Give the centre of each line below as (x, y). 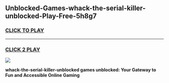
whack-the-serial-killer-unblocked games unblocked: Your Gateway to (81, 69)
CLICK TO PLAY (25, 31)
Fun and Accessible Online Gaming (43, 75)
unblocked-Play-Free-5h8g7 (51, 16)
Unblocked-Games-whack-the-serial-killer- (75, 8)
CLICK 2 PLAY (23, 49)
